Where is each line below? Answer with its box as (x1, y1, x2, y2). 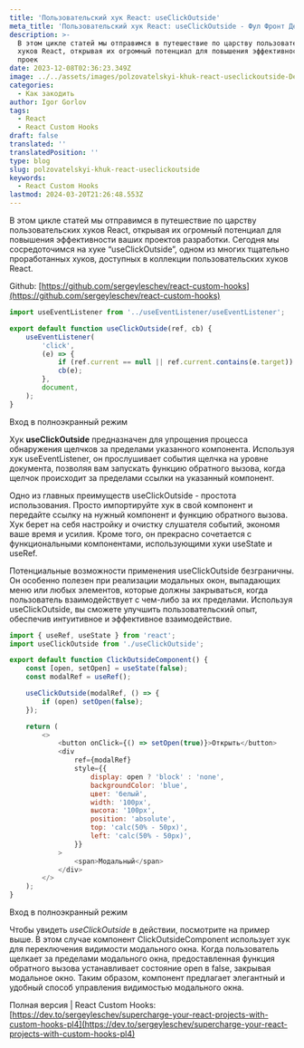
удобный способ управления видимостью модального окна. (9, 982, 244, 993)
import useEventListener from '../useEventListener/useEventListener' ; (9, 308, 285, 317)
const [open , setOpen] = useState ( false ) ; (25, 664, 188, 673)
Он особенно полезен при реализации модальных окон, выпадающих (9, 574, 280, 585)
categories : (9, 81, 54, 90)
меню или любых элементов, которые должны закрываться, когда (9, 584, 269, 595)
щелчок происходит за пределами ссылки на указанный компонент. (9, 472, 274, 483)
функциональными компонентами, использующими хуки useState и (9, 538, 273, 549)
